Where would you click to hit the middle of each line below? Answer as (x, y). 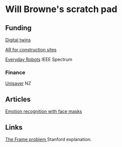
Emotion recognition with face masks (44, 111)
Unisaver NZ (18, 84)
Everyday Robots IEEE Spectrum (39, 59)
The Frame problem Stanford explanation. (48, 139)
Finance (15, 72)
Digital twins (18, 40)
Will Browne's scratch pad (61, 9)
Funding (18, 28)
